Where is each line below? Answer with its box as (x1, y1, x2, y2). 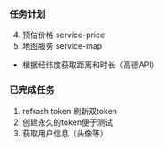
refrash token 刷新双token (21, 105, 118, 116)
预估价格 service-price (21, 29, 105, 41)
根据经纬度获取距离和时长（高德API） (21, 59, 159, 70)
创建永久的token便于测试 (21, 117, 113, 128)
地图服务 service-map (21, 41, 103, 51)
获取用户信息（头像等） (21, 128, 108, 138)
